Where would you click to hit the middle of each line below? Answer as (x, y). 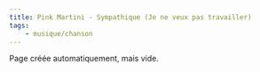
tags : (19, 25)
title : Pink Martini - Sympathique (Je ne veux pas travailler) (130, 17)
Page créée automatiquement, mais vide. (84, 59)
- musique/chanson (59, 33)
